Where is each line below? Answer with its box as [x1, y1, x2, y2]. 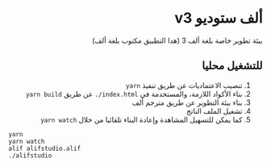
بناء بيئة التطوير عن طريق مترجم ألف [131, 98, 243, 107]
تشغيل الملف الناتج [186, 106, 243, 115]
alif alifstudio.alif [8, 144, 81, 152]
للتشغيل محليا [201, 59, 263, 73]
